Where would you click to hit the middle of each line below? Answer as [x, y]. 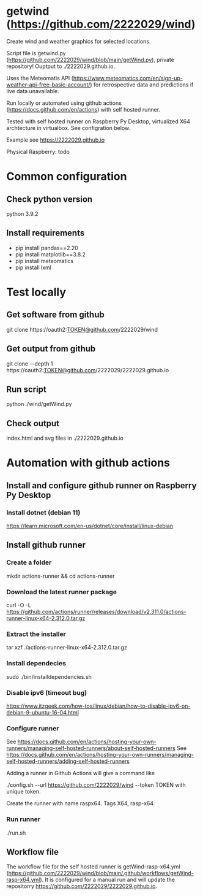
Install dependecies [36, 664]
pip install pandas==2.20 [46, 248]
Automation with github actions [88, 463]
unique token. [24, 792]
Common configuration [67, 177]
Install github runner [46, 545]
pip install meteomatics [44, 261]
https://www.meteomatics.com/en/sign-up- [128, 78]
